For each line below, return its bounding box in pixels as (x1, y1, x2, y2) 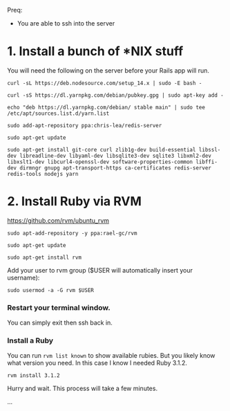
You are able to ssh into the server (17, 19, 115, 27)
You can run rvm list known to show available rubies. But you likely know (7, 351, 215, 360)
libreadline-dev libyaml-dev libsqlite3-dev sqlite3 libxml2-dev (19, 152, 212, 159)
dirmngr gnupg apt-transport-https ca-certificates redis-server (19, 164, 212, 172)
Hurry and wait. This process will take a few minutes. (7, 384, 157, 393)
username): (7, 273, 40, 282)
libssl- (198, 146, 221, 153)
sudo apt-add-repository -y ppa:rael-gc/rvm (7, 230, 137, 237)
